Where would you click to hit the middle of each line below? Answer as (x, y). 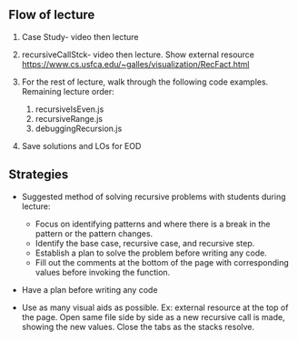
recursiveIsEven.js (70, 109)
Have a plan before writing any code (89, 289)
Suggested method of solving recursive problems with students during (154, 196)
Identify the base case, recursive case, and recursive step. (145, 243)
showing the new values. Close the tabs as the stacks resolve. (138, 326)
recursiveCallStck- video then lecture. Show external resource (138, 55)
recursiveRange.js (69, 118)
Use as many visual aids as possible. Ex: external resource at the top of (155, 307)
